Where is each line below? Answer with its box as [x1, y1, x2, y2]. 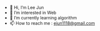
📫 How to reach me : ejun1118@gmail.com [9, 20, 95, 26]
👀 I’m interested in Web [9, 10, 57, 15]
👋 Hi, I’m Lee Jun [9, 5, 44, 10]
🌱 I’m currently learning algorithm [9, 15, 77, 20]
